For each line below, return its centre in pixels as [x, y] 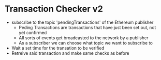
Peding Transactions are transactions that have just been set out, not [87, 27]
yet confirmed [33, 32]
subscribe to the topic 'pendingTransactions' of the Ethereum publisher [82, 22]
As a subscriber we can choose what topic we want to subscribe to [86, 43]
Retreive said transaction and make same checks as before [70, 53]
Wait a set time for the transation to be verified [58, 48]
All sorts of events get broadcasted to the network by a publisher [83, 38]
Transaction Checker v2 [54, 9]
